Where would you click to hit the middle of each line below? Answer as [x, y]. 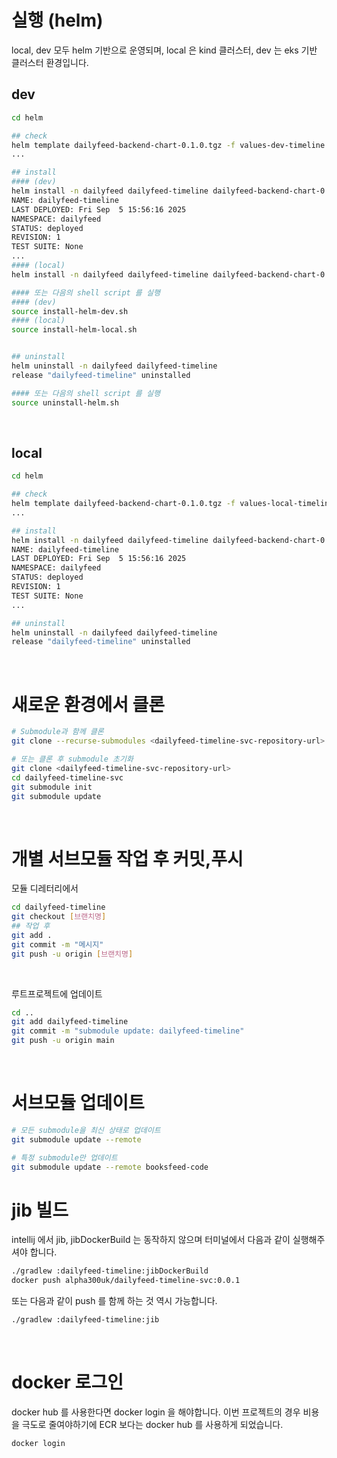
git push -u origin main [63, 1041]
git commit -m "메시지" [57, 944]
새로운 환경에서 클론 [88, 704]
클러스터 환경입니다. [50, 62]
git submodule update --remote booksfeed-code [110, 1167]
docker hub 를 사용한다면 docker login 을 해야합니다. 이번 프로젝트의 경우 [156, 1412]
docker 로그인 [67, 1382]
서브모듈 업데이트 [78, 1103]
